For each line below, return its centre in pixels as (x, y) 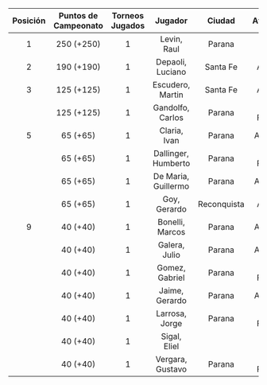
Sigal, (171, 336)
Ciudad (221, 21)
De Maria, (172, 176)
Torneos (128, 16)
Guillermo (171, 186)
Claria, (172, 130)
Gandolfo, (171, 108)
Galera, (171, 245)
